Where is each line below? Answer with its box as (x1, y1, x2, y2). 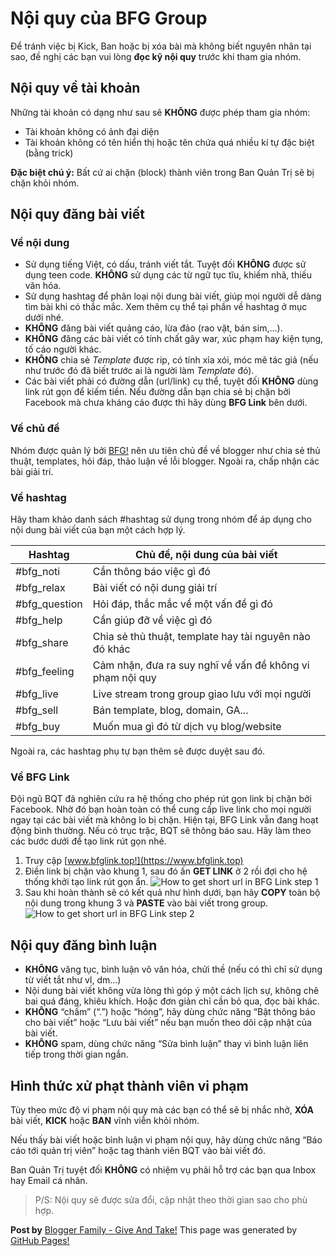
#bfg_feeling (15, 665, 75, 679)
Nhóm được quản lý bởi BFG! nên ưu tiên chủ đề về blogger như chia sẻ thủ (10, 444, 321, 456)
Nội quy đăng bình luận (10, 937, 158, 954)
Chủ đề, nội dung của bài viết (135, 548, 278, 562)
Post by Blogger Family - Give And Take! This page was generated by (10, 1223, 298, 1236)
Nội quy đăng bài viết (10, 206, 146, 223)
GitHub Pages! (10, 1234, 70, 1246)
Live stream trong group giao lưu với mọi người (92, 687, 312, 701)
